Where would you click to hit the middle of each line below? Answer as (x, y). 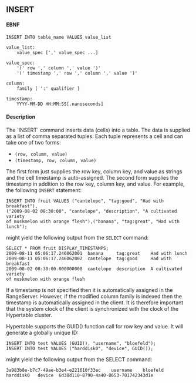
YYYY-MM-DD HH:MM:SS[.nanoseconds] (60, 104)
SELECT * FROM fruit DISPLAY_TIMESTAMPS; (58, 248)
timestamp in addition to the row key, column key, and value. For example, (95, 184)
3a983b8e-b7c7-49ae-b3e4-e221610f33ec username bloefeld (85, 370)
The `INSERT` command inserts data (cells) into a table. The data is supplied (98, 130)
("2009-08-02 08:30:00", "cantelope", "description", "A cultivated (92, 211)
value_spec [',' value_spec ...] (58, 52)
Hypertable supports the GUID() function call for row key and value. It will (95, 326)
